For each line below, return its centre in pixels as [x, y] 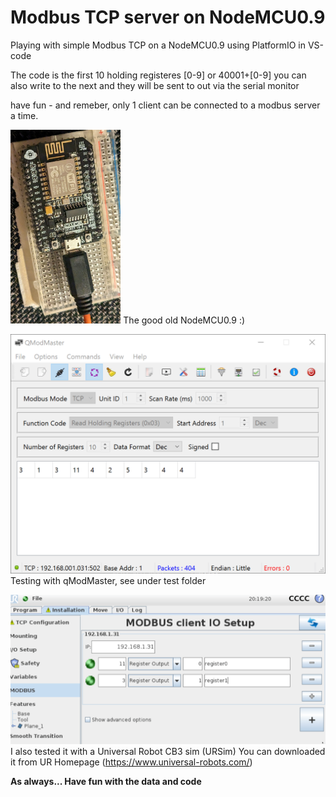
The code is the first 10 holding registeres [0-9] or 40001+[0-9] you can [158, 75]
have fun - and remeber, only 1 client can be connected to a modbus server [165, 105]
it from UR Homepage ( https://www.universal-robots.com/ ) [131, 762]
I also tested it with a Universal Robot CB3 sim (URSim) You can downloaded [168, 751]
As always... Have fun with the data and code [106, 781]
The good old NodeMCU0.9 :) [184, 320]
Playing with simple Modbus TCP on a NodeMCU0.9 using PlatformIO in [158, 45]
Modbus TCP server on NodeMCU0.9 [168, 17]
